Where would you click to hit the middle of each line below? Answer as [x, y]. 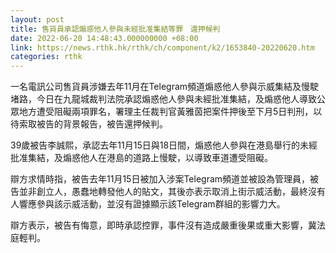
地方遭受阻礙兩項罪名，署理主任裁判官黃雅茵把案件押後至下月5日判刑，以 [170, 112]
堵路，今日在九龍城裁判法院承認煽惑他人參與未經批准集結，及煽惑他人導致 [163, 99]
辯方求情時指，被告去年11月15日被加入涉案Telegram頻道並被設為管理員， [160, 179]
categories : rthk [46, 57]
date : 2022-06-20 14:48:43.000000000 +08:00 [104, 38]
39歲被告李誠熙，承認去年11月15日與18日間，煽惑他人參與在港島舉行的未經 [164, 145]
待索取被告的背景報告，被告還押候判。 [89, 124]
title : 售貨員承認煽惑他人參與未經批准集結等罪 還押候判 [115, 29]
